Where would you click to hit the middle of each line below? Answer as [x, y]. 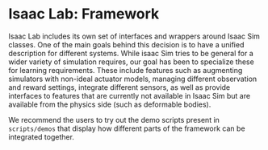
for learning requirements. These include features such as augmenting [126, 70]
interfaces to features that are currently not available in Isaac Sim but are [130, 95]
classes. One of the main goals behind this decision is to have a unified [126, 44]
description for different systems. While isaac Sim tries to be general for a [131, 53]
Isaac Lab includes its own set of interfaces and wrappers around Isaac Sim [134, 36]
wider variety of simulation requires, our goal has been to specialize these [131, 62]
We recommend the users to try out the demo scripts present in [114, 120]
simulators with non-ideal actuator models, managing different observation [133, 79]
